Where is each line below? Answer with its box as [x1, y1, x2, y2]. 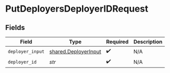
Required [106, 39, 129, 45]
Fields [5, 23, 25, 32]
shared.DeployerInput [49, 48, 101, 55]
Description [133, 39, 163, 45]
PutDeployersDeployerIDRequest [5, 3, 149, 15]
